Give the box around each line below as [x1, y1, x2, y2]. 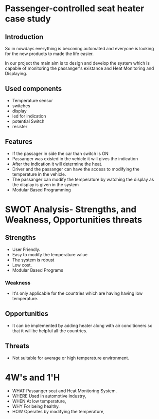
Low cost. [12, 262, 32, 268]
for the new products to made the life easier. [5, 51, 94, 57]
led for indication [12, 113, 46, 119]
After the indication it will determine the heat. [12, 161, 103, 167]
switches [12, 103, 31, 109]
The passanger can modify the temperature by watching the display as [12, 176, 154, 182]
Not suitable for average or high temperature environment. [12, 355, 129, 361]
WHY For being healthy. [12, 403, 60, 409]
